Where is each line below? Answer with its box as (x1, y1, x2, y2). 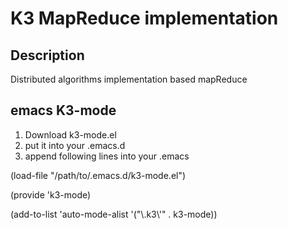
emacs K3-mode (10, 102, 117, 119)
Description (10, 47, 85, 64)
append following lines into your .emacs (24, 150, 190, 162)
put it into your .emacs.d (24, 139, 126, 151)
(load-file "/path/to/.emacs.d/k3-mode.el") (10, 169, 187, 181)
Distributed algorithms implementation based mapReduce (10, 73, 248, 85)
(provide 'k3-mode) (10, 188, 92, 201)
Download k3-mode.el (24, 128, 117, 141)
